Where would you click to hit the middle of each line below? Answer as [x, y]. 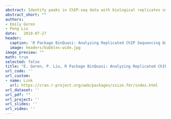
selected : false [22, 62]
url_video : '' [20, 109]
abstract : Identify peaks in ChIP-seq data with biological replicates [83, 10]
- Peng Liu [17, 29]
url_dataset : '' [22, 90]
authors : [15, 19]
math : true [17, 57]
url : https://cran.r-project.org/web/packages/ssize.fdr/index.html [84, 85]
